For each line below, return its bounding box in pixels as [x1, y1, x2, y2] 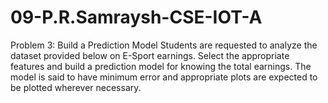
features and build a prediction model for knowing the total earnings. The [10, 60, 312, 72]
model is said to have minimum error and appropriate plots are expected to [10, 71, 318, 83]
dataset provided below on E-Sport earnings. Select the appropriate [10, 49, 290, 61]
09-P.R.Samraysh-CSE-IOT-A [10, 6, 263, 29]
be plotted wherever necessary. [10, 81, 142, 93]
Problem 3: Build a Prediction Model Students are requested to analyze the [10, 39, 318, 51]
